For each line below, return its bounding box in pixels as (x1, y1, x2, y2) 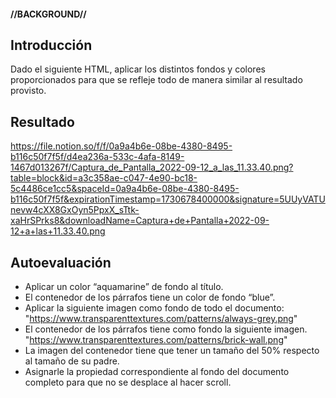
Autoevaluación (10, 254, 112, 271)
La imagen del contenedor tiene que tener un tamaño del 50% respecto (24, 345, 320, 357)
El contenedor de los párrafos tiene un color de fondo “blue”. (24, 291, 276, 304)
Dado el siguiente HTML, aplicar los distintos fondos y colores (10, 63, 266, 75)
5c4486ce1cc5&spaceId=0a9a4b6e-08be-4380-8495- (10, 183, 240, 195)
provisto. (10, 85, 47, 97)
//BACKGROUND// (10, 8, 87, 20)
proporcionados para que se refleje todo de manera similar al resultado (10, 74, 303, 86)
